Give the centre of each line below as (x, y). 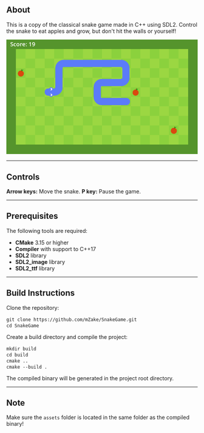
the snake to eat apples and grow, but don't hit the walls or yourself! (91, 31)
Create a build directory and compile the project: (67, 337)
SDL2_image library (40, 262)
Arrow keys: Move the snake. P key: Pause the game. (74, 192)
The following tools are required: (47, 230)
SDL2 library (31, 255)
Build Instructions (41, 293)
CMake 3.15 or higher (42, 243)
